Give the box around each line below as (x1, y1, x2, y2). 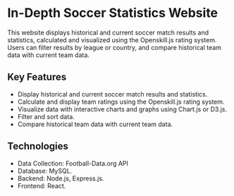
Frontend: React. (17, 181, 66, 190)
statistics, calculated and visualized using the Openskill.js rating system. (7, 35, 217, 44)
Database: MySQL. (17, 166, 73, 175)
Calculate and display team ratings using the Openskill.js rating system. (17, 97, 225, 106)
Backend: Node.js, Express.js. (17, 174, 104, 183)
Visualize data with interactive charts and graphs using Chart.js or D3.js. (17, 104, 228, 114)
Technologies (7, 140, 69, 152)
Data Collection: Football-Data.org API (17, 159, 129, 167)
